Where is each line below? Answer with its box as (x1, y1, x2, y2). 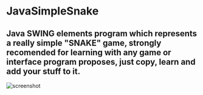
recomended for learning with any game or (6, 47, 171, 57)
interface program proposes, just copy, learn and (6, 56, 196, 67)
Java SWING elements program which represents (6, 28, 198, 39)
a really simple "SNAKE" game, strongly (6, 38, 162, 48)
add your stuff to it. (6, 66, 81, 76)
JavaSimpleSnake (6, 4, 99, 18)
